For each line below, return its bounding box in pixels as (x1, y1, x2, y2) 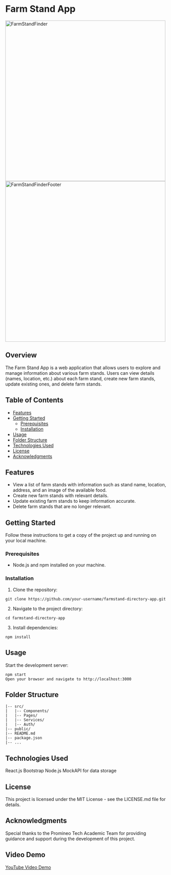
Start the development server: (5, 662, 69, 668)
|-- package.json (5, 736, 42, 741)
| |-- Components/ (5, 708, 50, 714)
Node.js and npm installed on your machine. (12, 562, 106, 568)
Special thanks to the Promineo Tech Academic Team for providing (5, 830, 146, 836)
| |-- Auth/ (5, 722, 36, 727)
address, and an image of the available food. (12, 487, 107, 494)
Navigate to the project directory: (12, 605, 83, 612)
